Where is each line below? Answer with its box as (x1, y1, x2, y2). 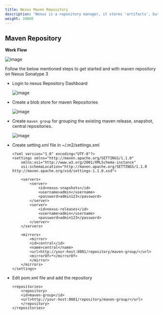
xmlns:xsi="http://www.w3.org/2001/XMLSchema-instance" (21, 160, 136, 165)
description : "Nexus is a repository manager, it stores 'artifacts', (5, 12, 151, 17)
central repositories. (12, 123, 52, 129)
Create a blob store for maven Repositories (12, 99, 98, 105)
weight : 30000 (5, 16, 34, 21)
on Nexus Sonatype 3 (5, 71, 49, 77)
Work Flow (5, 47, 28, 53)
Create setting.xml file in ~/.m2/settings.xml (12, 142, 99, 148)
